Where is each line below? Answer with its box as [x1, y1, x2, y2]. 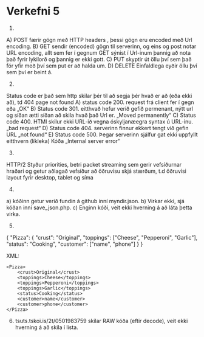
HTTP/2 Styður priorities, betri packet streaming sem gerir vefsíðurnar [6, 161, 182, 168]
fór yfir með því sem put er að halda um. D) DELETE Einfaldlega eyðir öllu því [6, 62, 197, 69]
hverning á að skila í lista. [15, 324, 79, 331]
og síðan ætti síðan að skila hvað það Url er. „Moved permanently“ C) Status [6, 111, 196, 119]
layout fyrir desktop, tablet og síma [6, 173, 94, 181]
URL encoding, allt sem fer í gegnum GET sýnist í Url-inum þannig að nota [6, 49, 191, 56]
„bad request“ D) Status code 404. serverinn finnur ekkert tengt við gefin [6, 124, 189, 131]
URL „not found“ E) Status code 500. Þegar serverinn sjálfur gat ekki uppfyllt [6, 131, 198, 138]
